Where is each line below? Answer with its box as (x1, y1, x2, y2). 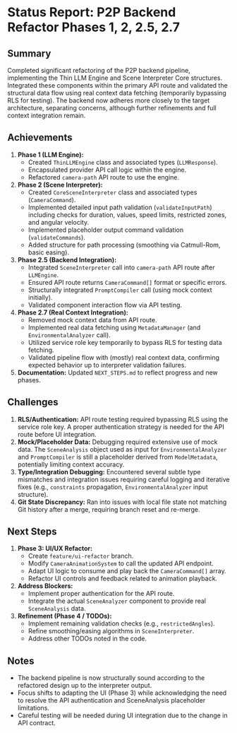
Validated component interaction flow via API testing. (28, 300, 182, 309)
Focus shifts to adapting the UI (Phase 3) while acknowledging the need (17, 688, 227, 697)
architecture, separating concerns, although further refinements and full (7, 104, 217, 112)
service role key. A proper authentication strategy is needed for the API (17, 422, 224, 431)
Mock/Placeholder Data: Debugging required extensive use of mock (17, 438, 218, 446)
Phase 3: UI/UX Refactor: (17, 544, 93, 553)
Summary (7, 47, 51, 59)
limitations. (17, 704, 49, 713)
